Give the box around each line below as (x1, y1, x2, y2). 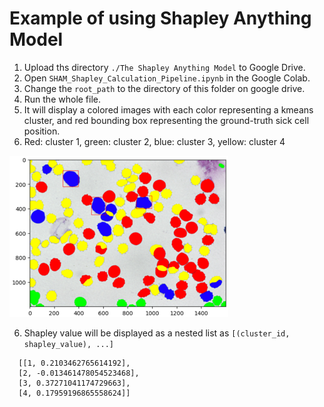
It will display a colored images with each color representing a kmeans (23, 103, 314, 116)
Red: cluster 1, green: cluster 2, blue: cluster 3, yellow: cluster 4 (23, 135, 286, 147)
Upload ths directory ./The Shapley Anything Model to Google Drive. (23, 61, 306, 73)
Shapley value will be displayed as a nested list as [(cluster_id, (23, 327, 291, 339)
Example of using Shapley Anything (9, 7, 312, 30)
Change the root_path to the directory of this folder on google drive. (23, 82, 306, 94)
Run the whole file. (23, 93, 102, 105)
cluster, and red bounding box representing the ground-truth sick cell (23, 114, 310, 126)
